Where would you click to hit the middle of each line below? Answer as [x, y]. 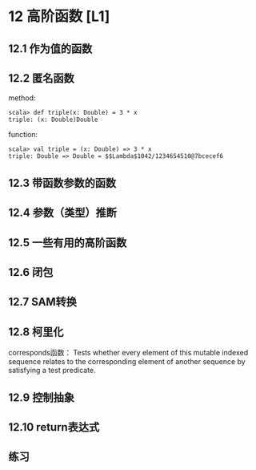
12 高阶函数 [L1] [59, 16]
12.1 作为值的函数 [50, 49]
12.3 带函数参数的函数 [62, 182]
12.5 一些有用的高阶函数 [68, 243]
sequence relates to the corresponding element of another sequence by [127, 362]
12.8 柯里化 [36, 332]
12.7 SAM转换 [43, 302]
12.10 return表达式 [54, 427]
